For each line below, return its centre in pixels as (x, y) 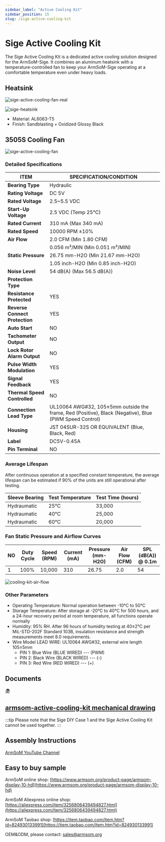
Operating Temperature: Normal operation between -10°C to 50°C (79, 606)
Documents (23, 678)
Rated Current (25, 224)
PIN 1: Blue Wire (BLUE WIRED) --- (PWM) (62, 652)
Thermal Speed (26, 393)
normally (21, 621)
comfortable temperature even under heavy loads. (56, 72)
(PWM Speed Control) (75, 419)
